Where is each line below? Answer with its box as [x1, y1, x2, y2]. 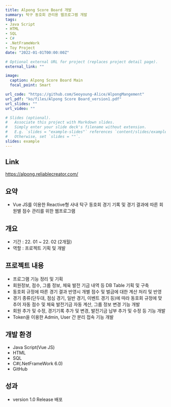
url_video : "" [5, 106, 36, 111]
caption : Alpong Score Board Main [10, 78, 83, 83]
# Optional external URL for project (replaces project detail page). [5, 59, 158, 64]
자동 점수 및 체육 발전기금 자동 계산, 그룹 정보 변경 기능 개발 [22, 301, 140, 307]
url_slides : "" [5, 101, 38, 106]
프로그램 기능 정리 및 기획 [12, 276, 64, 282]
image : [5, 73, 19, 78]
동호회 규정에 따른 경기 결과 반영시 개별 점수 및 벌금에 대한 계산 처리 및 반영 [12, 288, 162, 295]
